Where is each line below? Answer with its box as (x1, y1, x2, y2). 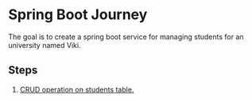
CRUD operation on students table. (19, 84, 134, 94)
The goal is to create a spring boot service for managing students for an (8, 32, 244, 41)
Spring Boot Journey (8, 6, 148, 24)
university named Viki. (8, 40, 81, 49)
